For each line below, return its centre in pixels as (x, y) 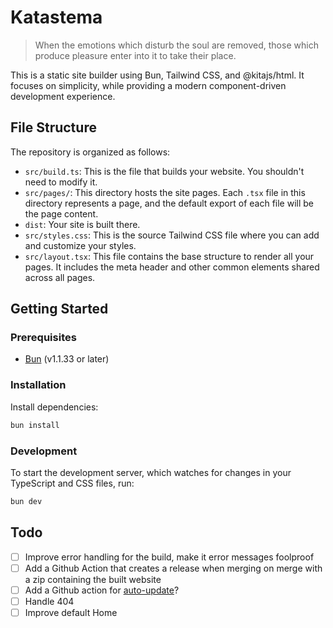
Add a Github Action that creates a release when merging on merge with (173, 568)
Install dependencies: (54, 407)
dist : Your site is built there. (82, 224)
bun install (35, 425)
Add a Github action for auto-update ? (102, 590)
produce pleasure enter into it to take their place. (135, 55)
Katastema (56, 17)
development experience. (63, 96)
